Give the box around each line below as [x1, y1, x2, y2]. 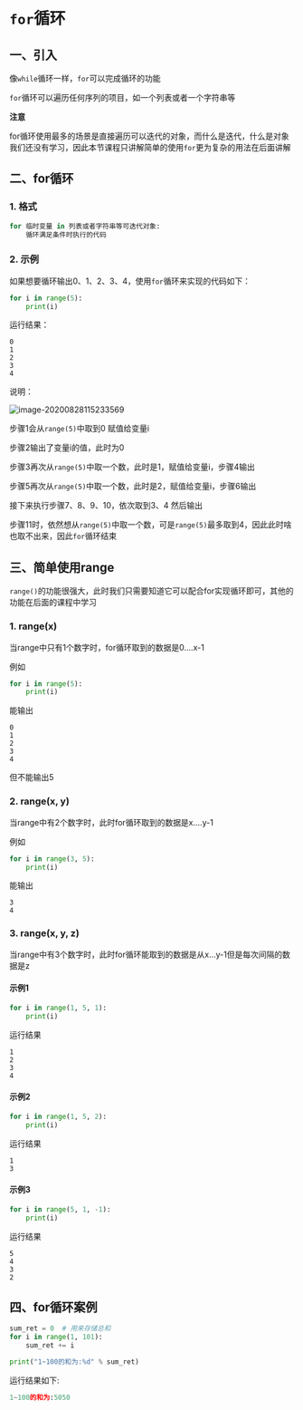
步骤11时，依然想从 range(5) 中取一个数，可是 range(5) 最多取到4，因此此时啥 [9, 519, 292, 530]
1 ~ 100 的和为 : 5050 [9, 1393, 71, 1402]
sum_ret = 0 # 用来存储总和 [9, 1324, 111, 1333]
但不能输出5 [9, 772, 54, 783]
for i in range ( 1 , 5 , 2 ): [9, 1112, 107, 1121]
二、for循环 [9, 171, 74, 187]
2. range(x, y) [9, 795, 70, 807]
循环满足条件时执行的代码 [25, 230, 107, 239]
